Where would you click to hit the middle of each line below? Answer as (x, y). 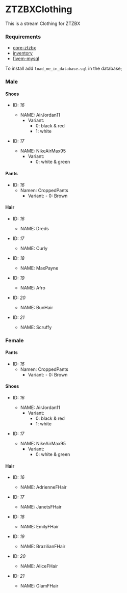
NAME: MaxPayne (39, 268)
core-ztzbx (24, 48)
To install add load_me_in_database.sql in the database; (64, 69)
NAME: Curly (34, 248)
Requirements (23, 37)
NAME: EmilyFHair (40, 527)
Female (15, 340)
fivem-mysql (26, 59)
